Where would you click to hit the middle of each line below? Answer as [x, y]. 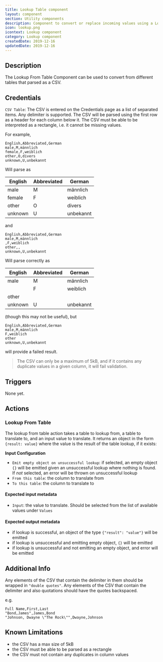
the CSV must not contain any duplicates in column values [70, 654]
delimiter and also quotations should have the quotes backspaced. [72, 590]
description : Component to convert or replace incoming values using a [79, 23]
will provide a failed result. [31, 352]
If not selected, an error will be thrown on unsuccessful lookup [74, 473]
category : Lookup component [33, 37]
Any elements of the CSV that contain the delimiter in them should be [74, 580]
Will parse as [18, 170]
